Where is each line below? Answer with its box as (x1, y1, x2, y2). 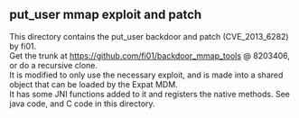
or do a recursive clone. (9, 59, 98, 70)
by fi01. (9, 41, 37, 51)
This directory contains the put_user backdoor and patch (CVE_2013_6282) (9, 31, 289, 41)
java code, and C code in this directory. (9, 98, 155, 109)
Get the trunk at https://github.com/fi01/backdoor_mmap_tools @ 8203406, (9, 50, 291, 61)
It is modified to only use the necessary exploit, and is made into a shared (9, 69, 284, 80)
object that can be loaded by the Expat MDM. (9, 78, 178, 89)
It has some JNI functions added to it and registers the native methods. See (9, 88, 291, 99)
